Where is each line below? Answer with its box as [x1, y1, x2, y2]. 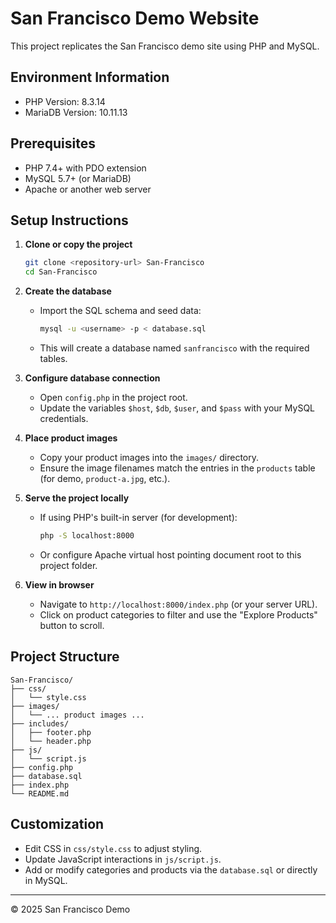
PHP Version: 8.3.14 [24, 95, 106, 107]
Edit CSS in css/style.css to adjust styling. [24, 842, 203, 854]
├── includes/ [10, 718, 70, 729]
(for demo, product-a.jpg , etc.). [39, 473, 171, 484]
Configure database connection [24, 372, 161, 384]
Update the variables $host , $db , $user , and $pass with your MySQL [39, 402, 316, 414]
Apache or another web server [24, 183, 152, 195]
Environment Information [10, 69, 170, 86]
